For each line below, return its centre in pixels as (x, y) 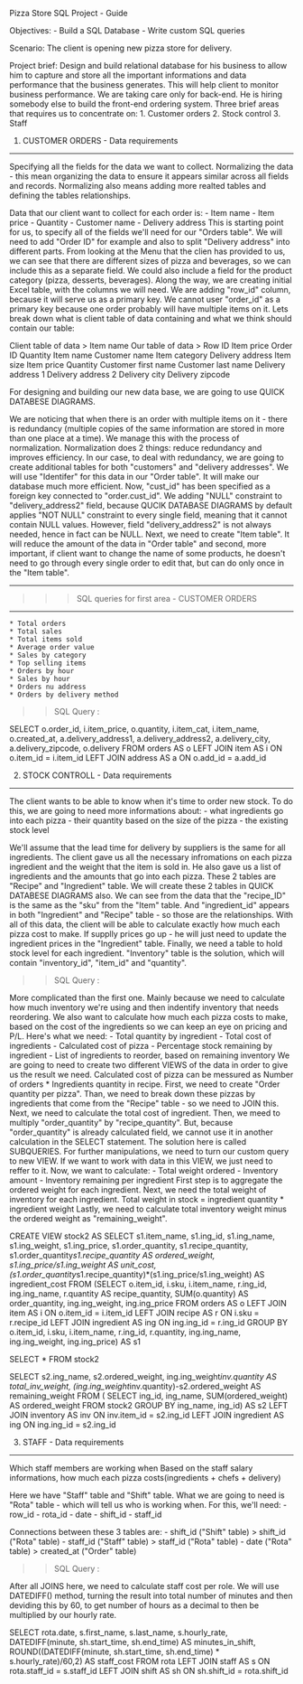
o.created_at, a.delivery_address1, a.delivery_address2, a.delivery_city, (140, 739)
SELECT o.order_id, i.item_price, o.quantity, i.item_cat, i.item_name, (134, 729)
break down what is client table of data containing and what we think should (151, 318)
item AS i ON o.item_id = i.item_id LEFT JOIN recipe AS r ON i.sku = (134, 1313)
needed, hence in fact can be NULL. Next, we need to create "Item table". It (150, 534)
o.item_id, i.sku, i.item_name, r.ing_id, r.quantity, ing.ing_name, (125, 1332)
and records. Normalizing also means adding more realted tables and (138, 186)
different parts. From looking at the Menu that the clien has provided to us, (147, 251)
